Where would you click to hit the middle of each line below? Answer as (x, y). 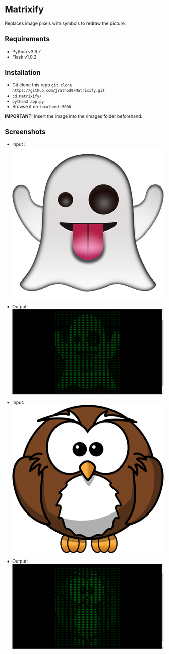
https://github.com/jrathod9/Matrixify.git (59, 90)
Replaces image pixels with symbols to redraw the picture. (65, 23)
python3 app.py (28, 101)
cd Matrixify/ (27, 96)
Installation (23, 73)
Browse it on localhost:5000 (41, 106)
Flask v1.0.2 (24, 57)
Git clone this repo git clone (42, 85)
